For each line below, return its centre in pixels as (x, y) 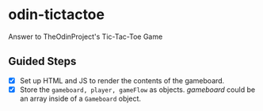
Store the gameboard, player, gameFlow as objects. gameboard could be (137, 90)
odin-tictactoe (57, 15)
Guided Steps (42, 61)
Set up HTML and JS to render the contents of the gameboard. (122, 80)
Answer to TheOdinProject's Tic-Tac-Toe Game (86, 36)
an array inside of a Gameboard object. (80, 98)
